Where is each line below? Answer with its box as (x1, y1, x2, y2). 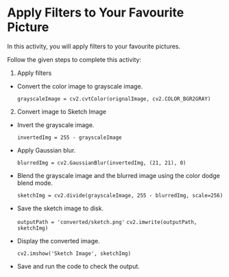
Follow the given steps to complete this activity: (7, 55, 142, 63)
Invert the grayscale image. (16, 120, 95, 129)
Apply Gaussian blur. (16, 146, 76, 154)
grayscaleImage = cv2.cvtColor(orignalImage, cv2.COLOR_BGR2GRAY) (16, 95, 211, 102)
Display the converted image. (16, 236, 101, 245)
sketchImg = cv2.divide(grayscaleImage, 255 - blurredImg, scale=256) (16, 192, 224, 199)
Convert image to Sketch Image (16, 107, 107, 115)
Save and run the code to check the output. (16, 262, 141, 270)
